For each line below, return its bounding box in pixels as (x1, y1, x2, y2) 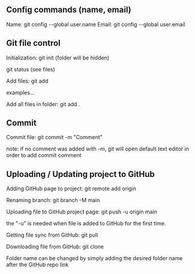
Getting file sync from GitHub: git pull (6, 231, 98, 239)
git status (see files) (6, 65, 55, 73)
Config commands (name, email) (6, 5, 131, 15)
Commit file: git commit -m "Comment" (6, 134, 103, 141)
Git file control (6, 38, 61, 49)
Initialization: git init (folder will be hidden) (6, 54, 110, 61)
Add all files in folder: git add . (6, 100, 80, 107)
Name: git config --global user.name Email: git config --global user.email (6, 20, 185, 28)
